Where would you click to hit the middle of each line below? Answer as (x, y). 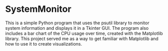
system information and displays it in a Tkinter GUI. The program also (77, 28)
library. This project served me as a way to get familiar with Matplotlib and (82, 39)
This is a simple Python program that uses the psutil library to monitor (77, 23)
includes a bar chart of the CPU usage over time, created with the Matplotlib (84, 33)
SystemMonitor (38, 9)
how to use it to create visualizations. (44, 44)
